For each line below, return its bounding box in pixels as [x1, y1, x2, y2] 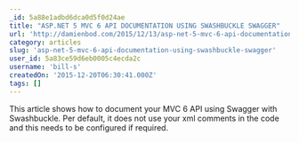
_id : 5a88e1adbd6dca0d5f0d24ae [9, 12, 125, 22]
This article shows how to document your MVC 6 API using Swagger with [9, 103, 278, 114]
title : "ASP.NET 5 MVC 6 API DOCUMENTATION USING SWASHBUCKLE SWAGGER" [9, 21, 280, 30]
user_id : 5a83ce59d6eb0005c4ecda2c [9, 54, 141, 63]
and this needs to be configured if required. [9, 122, 169, 133]
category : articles [9, 37, 82, 47]
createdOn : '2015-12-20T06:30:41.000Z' [9, 71, 158, 80]
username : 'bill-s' [9, 63, 82, 72]
